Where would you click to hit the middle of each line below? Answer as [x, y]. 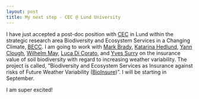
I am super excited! [30, 90]
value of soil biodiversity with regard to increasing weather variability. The [97, 59]
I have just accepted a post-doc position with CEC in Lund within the [90, 34]
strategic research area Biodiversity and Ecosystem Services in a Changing [98, 40]
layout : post [22, 12]
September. [20, 78]
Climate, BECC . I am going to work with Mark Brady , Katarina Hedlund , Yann [99, 47]
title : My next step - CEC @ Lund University [63, 17]
